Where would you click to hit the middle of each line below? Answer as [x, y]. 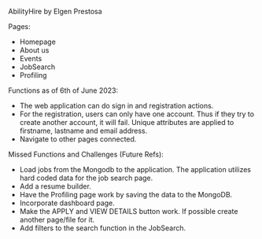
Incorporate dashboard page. [67, 203]
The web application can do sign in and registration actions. [116, 106]
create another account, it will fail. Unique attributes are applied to [127, 122]
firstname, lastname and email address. [83, 131]
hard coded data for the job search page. [86, 178]
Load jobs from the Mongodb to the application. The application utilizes [135, 169]
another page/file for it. [57, 220]
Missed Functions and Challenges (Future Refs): [86, 154]
